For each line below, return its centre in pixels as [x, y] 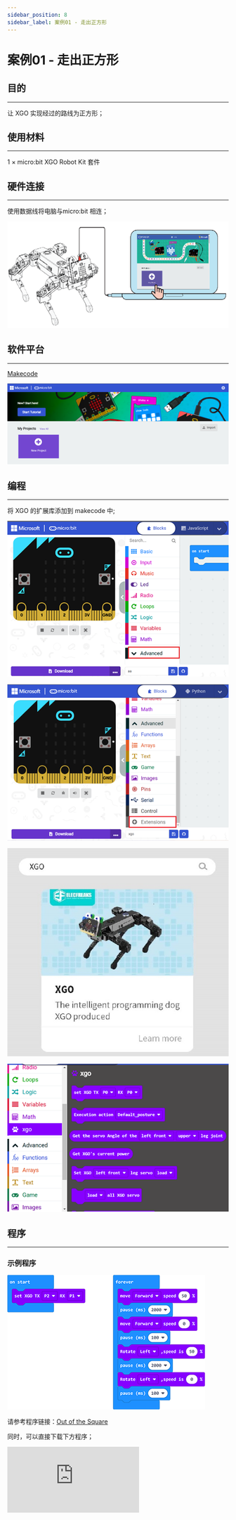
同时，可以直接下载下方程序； [50, 1436]
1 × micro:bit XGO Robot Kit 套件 [54, 162]
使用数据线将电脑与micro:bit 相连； [58, 212]
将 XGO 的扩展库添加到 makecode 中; [61, 511]
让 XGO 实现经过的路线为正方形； [56, 113]
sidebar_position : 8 [38, 15]
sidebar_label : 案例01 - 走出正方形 [57, 22]
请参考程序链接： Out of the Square [58, 1422]
